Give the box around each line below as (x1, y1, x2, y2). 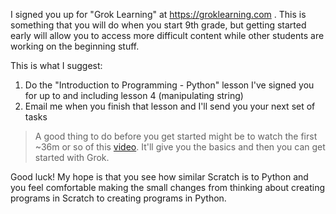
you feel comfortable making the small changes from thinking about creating (10, 182, 326, 193)
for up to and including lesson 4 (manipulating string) (24, 90, 244, 101)
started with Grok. (34, 152, 110, 163)
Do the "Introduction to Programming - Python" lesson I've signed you (24, 79, 315, 91)
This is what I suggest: (10, 60, 103, 71)
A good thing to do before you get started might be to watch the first (34, 130, 318, 142)
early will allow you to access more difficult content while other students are (10, 30, 325, 41)
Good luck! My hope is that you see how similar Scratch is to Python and (10, 171, 309, 183)
